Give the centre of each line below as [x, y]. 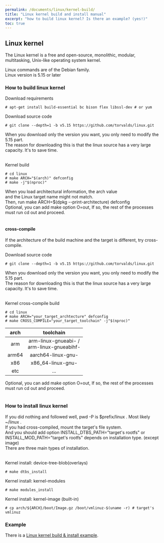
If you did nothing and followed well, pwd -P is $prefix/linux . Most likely [78, 417]
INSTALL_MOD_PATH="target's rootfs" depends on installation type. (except [82, 437]
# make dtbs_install [26, 472]
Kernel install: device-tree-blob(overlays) [47, 462]
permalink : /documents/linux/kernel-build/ [50, 10]
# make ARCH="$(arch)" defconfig [39, 178]
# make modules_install [29, 490]
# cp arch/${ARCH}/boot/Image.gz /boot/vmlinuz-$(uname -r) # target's [80, 508]
